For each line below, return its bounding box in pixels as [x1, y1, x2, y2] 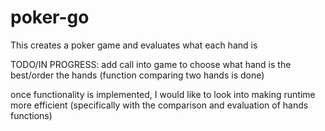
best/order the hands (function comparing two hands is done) [10, 69, 265, 81]
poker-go [10, 6, 90, 29]
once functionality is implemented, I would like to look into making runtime [10, 88, 316, 100]
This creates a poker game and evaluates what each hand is [10, 39, 258, 51]
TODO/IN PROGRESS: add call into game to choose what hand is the [10, 58, 292, 70]
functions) [10, 109, 53, 121]
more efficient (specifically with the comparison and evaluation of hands [10, 99, 309, 111]
